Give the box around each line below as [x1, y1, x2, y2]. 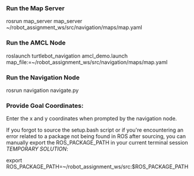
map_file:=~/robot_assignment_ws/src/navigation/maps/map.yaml [6, 58, 168, 66]
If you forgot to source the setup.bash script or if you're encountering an [6, 126, 184, 134]
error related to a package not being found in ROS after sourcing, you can [6, 133, 186, 140]
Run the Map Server [6, 4, 65, 12]
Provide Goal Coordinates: [6, 101, 84, 110]
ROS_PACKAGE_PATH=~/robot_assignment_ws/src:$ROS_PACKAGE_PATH [6, 163, 189, 170]
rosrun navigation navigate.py [6, 87, 79, 94]
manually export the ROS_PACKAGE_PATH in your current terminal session [6, 139, 188, 146]
